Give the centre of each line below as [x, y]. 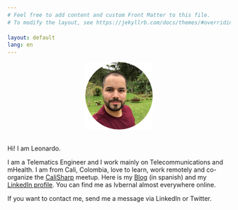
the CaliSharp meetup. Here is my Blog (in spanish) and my [120, 177]
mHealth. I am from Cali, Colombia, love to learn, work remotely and [106, 170]
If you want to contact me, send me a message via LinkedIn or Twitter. [110, 199]
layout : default [31, 38]
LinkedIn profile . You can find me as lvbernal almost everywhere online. [112, 185]
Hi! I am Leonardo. [34, 148]
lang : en [20, 45]
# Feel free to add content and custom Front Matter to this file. [109, 15]
